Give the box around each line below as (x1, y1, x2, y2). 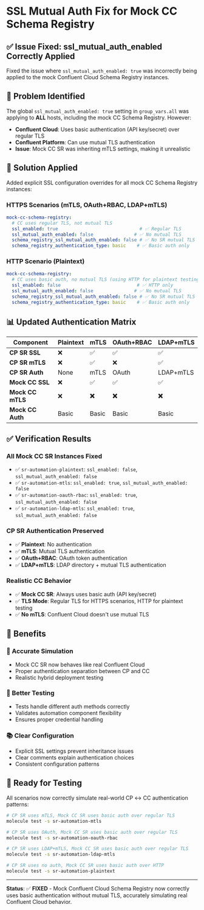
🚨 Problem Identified (6, 91, 85, 102)
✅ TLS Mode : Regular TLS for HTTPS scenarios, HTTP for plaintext (15, 597, 183, 604)
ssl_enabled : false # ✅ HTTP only (12, 282, 174, 289)
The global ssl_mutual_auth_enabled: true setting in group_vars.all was (6, 107, 189, 115)
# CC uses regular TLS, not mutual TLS (12, 220, 113, 226)
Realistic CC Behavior (6, 577, 72, 585)
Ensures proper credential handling (15, 716, 103, 723)
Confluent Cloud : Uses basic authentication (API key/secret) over (15, 125, 180, 133)
